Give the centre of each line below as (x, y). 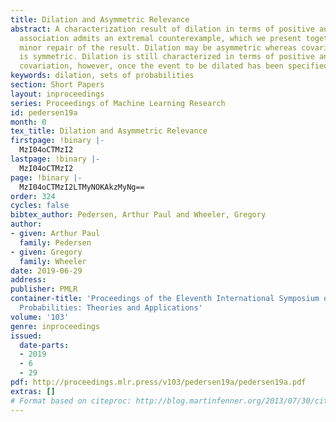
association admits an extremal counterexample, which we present (160, 38)
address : (28, 280)
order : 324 (33, 196)
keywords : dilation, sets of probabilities (102, 76)
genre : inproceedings (55, 326)
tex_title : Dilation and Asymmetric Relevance (109, 131)
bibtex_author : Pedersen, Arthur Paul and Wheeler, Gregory (138, 215)
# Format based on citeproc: (71, 401)
